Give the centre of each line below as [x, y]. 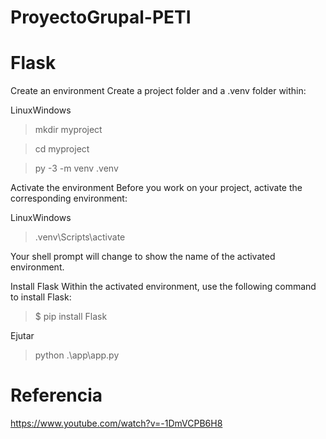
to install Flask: [41, 297]
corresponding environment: [69, 198]
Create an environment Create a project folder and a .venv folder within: [158, 91]
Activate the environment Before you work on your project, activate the [156, 188]
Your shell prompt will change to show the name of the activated [143, 257]
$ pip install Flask [71, 317]
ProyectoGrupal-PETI [101, 17]
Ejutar [22, 336]
